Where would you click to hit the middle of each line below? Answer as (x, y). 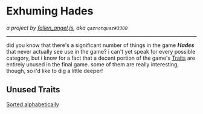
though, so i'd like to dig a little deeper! (55, 71)
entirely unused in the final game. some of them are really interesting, (93, 64)
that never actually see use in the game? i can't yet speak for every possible (101, 51)
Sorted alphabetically (33, 104)
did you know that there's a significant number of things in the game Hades (100, 45)
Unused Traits (33, 90)
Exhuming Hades (50, 11)
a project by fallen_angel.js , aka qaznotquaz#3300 (67, 28)
